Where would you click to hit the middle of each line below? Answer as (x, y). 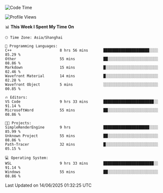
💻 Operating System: (27, 158)
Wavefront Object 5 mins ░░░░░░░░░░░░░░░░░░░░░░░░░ (82, 85)
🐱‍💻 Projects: (18, 123)
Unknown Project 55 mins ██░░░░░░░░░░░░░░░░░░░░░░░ (82, 136)
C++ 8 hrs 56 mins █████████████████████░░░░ (82, 50)
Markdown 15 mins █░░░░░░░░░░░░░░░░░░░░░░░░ (82, 67)
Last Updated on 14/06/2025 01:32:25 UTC (48, 185)
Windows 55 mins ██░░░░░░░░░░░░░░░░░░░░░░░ (82, 172)
